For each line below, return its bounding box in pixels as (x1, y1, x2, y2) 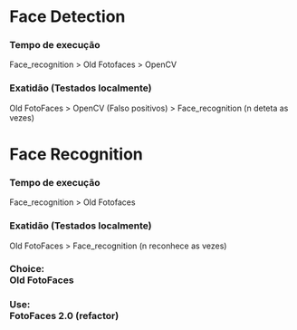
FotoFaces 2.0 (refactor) (9, 310, 120, 323)
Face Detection (9, 6, 126, 27)
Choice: (9, 263, 45, 276)
